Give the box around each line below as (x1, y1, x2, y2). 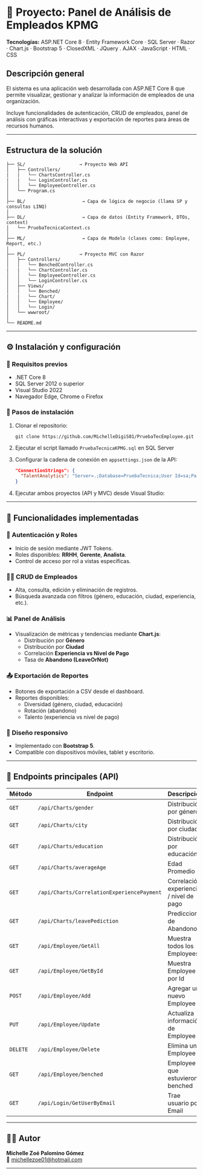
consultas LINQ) (6, 204, 47, 210)
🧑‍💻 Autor (6, 1133, 41, 1144)
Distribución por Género (24, 637, 85, 644)
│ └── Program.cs (6, 187, 56, 194)
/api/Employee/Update (37, 1021, 100, 1028)
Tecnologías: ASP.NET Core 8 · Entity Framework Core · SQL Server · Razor (6, 38, 195, 45)
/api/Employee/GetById (37, 967, 103, 974)
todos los (167, 942, 194, 950)
